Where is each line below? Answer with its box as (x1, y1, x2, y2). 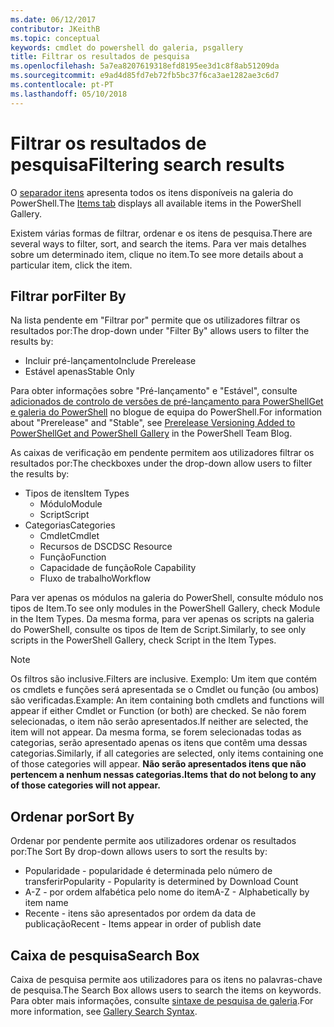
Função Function (39, 551, 107, 563)
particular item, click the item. (10, 259, 133, 271)
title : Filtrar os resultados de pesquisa (10, 52, 190, 62)
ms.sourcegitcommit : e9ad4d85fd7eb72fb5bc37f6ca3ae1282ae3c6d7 (10, 71, 280, 81)
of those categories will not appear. (10, 779, 161, 791)
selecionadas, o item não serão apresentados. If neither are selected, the (10, 716, 309, 728)
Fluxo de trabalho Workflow (39, 572, 152, 585)
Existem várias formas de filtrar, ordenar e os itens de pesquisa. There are (10, 227, 313, 239)
